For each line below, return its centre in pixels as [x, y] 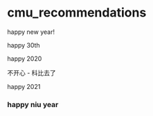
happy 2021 [24, 86]
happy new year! [31, 32]
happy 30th [24, 45]
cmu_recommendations [77, 13]
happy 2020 [25, 58]
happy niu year [33, 104]
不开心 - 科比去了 [32, 72]
